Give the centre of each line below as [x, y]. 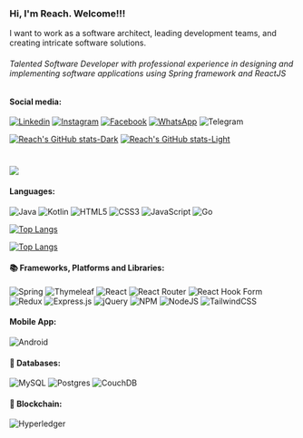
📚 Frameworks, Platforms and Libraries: [87, 268]
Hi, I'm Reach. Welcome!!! [68, 14]
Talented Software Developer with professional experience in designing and [151, 63]
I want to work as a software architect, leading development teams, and [143, 34]
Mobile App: [33, 322]
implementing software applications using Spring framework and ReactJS [148, 73]
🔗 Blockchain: [36, 404]
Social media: [35, 102]
